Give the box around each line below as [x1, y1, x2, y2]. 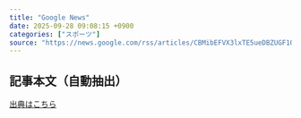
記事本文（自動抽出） [9, 73, 127, 88]
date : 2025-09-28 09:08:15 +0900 [9, 21, 134, 30]
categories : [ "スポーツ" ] [9, 29, 100, 38]
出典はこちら [9, 99, 56, 110]
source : [9, 38, 39, 47]
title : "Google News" [9, 13, 90, 22]
